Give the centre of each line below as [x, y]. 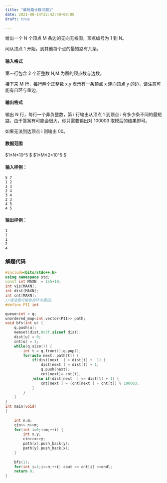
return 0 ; [24, 472]
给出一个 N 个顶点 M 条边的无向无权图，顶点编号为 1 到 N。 [66, 38]
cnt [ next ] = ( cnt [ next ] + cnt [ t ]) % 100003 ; [90, 383]
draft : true [17, 19]
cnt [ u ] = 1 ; [26, 341]
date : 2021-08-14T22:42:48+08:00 [40, 14]
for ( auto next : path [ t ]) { [51, 355]
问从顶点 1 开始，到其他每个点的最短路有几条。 [53, 49]
